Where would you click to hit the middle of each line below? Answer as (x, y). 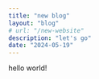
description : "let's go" (50, 38)
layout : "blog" (34, 23)
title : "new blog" (39, 16)
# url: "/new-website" (46, 30)
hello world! (28, 68)
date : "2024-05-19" (41, 45)
